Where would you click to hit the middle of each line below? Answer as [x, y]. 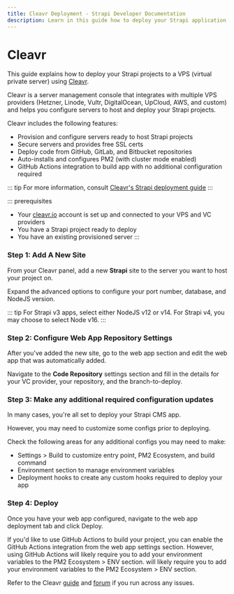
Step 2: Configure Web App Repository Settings [90, 338]
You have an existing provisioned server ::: [78, 237]
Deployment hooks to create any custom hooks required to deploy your [120, 478]
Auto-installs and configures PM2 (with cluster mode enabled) [107, 159]
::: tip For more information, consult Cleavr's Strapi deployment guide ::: [110, 188]
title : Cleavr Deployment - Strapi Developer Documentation [97, 14]
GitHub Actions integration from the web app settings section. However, [111, 546]
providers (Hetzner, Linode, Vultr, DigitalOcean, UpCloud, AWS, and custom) [117, 103]
